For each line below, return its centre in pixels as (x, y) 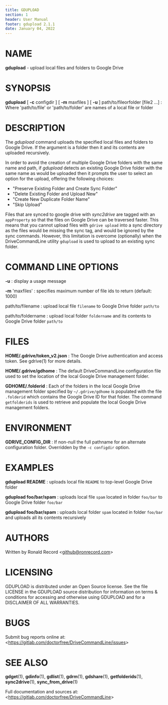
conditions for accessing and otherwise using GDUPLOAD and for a (75, 597)
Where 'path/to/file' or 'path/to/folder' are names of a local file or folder (79, 107)
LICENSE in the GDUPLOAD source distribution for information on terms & (81, 592)
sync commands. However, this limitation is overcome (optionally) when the (83, 236)
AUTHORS (27, 538)
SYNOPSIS (28, 88)
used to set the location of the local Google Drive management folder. (77, 376)
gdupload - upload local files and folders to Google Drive (64, 68)
